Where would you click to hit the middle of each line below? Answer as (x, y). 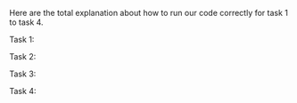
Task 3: (23, 74)
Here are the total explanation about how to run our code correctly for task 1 (148, 13)
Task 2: (23, 56)
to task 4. (26, 22)
